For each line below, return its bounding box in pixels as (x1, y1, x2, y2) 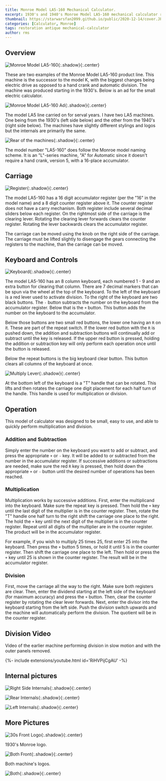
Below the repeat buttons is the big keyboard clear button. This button (5, 355, 148, 361)
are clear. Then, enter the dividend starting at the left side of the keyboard (5, 589, 156, 595)
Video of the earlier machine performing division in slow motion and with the (5, 642, 161, 648)
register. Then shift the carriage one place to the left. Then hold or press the (5, 549, 160, 555)
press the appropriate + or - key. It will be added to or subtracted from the (5, 452, 156, 458)
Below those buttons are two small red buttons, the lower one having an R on (5, 320, 161, 326)
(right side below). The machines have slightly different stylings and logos (5, 122, 156, 128)
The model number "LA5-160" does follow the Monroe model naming (5, 147, 146, 153)
